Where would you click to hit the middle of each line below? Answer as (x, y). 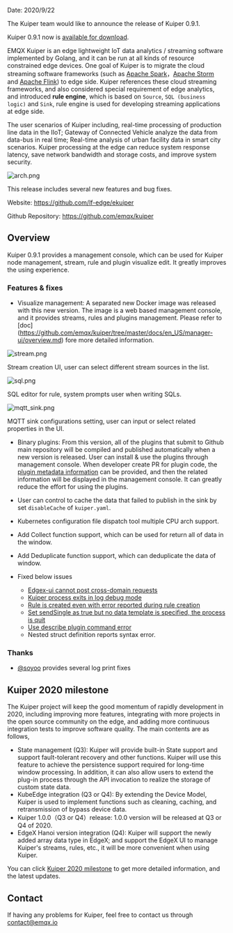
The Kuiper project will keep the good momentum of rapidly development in (115, 707)
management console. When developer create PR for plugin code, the (117, 464)
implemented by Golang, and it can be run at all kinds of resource (101, 58)
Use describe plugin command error (80, 627)
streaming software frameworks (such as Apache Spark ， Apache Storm (111, 74)
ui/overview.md (39, 340)
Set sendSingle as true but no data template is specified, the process (127, 612)
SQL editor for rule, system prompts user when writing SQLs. (95, 395)
